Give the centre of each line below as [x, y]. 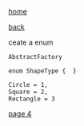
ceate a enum [31, 42]
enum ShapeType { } [43, 71]
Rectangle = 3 [32, 99]
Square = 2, [28, 92]
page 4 [20, 114]
